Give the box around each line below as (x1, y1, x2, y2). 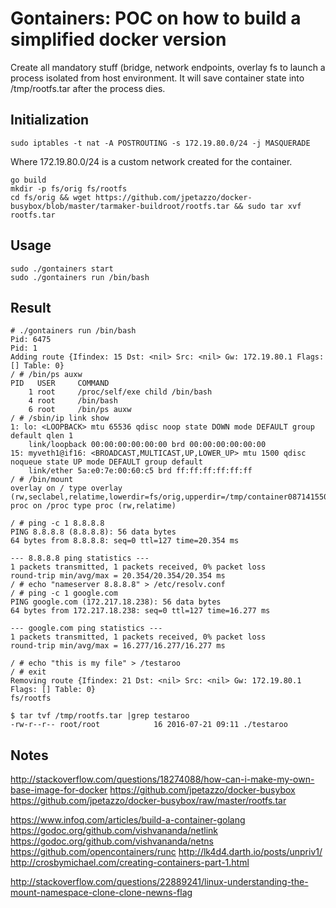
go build (10, 175, 47, 185)
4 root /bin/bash (28, 396, 118, 406)
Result (10, 299, 52, 316)
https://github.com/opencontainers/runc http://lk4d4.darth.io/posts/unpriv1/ (10, 846, 323, 858)
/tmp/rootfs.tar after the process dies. (10, 82, 166, 94)
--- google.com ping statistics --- (10, 623, 163, 634)
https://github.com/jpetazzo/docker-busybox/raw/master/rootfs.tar (10, 795, 287, 807)
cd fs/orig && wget (10, 192, 92, 202)
